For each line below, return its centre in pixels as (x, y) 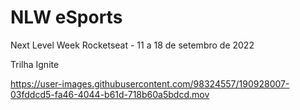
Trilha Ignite (35, 64)
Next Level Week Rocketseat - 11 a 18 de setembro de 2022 (132, 45)
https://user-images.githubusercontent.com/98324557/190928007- (150, 83)
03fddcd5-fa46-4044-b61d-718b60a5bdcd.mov (110, 94)
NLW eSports (66, 17)
